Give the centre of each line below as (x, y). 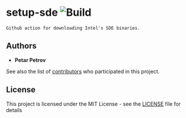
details (14, 110)
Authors (21, 46)
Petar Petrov (30, 60)
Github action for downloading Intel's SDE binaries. (73, 28)
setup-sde (32, 13)
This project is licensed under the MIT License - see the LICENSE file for (93, 104)
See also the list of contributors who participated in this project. (83, 71)
